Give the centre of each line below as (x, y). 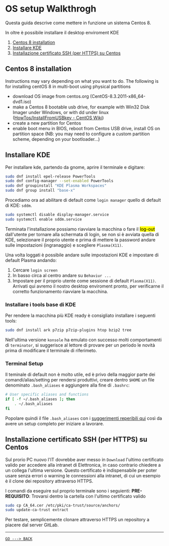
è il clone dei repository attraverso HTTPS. (49, 481)
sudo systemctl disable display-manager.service (57, 215)
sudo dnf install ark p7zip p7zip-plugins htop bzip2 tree (68, 330)
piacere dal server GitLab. (32, 525)
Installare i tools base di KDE (41, 304)
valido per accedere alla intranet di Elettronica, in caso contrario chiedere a (83, 465)
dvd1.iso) (22, 101)
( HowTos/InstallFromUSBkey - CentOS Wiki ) (58, 118)
